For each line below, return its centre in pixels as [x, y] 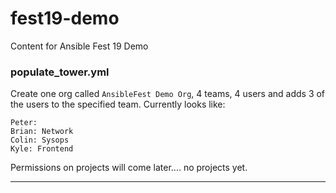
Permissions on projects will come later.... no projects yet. [129, 168]
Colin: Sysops [40, 140]
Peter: [24, 123]
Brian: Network [42, 132]
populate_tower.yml [60, 72]
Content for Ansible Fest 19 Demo [79, 46]
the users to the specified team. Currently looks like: [118, 104]
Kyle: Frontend [42, 149]
